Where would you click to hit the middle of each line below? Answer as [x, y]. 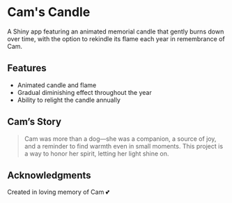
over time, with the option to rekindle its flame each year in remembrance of [116, 38]
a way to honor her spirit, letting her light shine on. [96, 153]
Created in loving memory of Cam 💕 [59, 192]
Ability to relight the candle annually [69, 100]
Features [27, 68]
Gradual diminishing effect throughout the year [84, 92]
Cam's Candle [49, 12]
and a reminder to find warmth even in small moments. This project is [124, 146]
